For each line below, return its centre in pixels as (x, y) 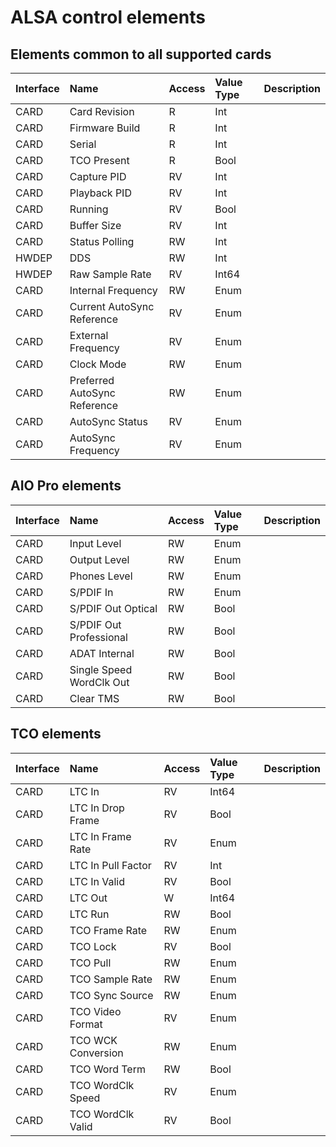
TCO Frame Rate (108, 930)
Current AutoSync (112, 306)
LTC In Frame (100, 836)
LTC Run (89, 914)
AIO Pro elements (66, 486)
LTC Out (88, 898)
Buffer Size (95, 225)
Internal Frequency (113, 290)
